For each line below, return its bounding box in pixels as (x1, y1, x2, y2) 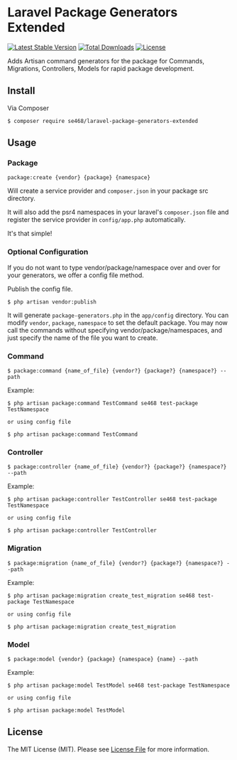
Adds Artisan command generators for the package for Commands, (7, 56, 204, 65)
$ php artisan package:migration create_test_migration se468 (7, 592, 195, 599)
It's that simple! (7, 229, 53, 238)
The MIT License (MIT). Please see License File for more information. (7, 744, 209, 754)
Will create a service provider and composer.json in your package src (7, 186, 209, 196)
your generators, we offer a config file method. (7, 271, 144, 279)
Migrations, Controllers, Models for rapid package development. (7, 64, 195, 73)
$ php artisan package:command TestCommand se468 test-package (7, 400, 199, 407)
